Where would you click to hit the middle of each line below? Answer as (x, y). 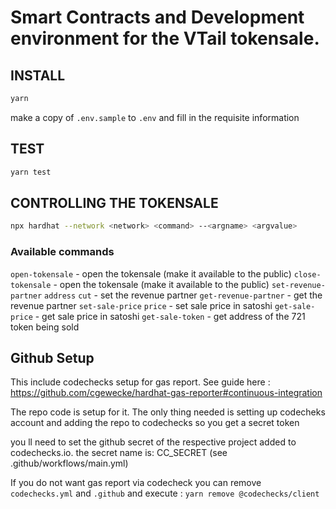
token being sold (45, 327)
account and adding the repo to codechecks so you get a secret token (155, 423)
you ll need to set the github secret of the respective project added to (153, 442)
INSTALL (38, 75)
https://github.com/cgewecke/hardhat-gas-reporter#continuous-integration (166, 393)
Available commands (62, 252)
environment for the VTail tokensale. (165, 38)
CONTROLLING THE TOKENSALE (114, 202)
